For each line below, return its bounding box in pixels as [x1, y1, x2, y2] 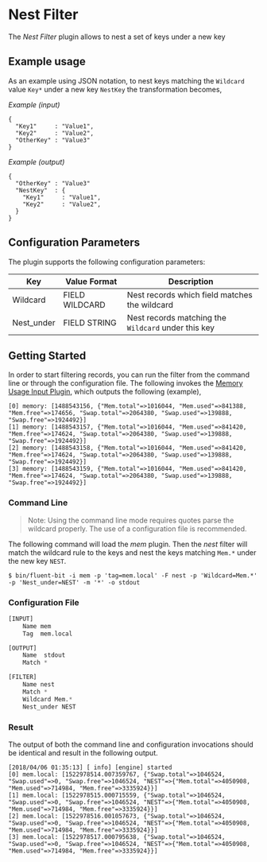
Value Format [64, 276, 118, 287]
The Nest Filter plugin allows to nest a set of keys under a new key [8, 32, 226, 41]
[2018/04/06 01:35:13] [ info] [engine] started [8, 763, 172, 771]
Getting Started [8, 348, 87, 363]
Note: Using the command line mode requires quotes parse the [27, 515, 234, 525]
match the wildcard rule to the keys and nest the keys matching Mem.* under [8, 547, 257, 557]
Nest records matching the [126, 312, 226, 323]
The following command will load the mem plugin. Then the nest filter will [8, 539, 248, 549]
